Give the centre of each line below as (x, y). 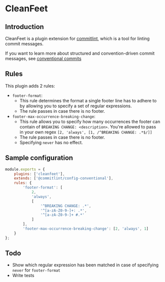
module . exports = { (25, 169)
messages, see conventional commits (43, 59)
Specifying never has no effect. (51, 142)
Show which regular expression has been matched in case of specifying (85, 265)
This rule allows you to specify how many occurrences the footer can (90, 122)
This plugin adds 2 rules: (30, 86)
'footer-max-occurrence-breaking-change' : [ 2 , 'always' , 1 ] (86, 229)
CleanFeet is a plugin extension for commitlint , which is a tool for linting (78, 38)
